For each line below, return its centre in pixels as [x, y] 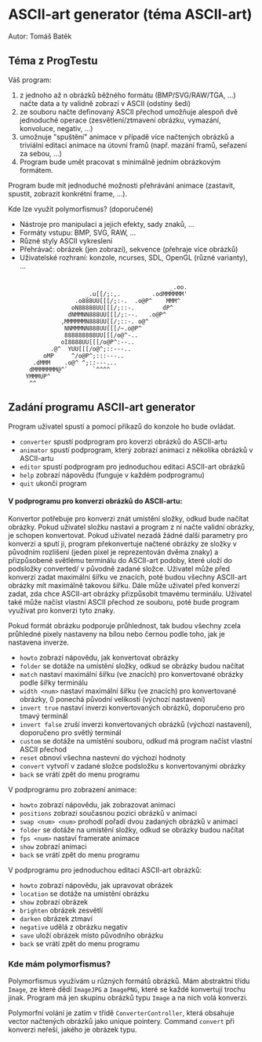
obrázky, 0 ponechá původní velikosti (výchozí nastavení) [112, 699]
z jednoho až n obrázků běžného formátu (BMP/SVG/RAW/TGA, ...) [128, 95]
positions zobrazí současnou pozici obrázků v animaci [108, 813]
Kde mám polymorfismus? [60, 963]
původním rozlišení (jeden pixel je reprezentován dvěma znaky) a [113, 552]
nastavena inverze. [38, 642]
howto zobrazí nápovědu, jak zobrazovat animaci [97, 804]
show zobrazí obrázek [54, 901]
